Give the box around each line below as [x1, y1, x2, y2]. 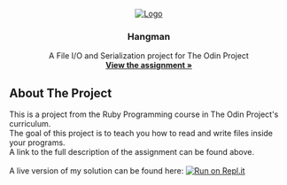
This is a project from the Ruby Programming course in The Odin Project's [9, 109, 279, 119]
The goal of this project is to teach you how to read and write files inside [9, 128, 273, 139]
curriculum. [9, 119, 51, 129]
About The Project [9, 85, 112, 101]
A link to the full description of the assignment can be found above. [9, 147, 255, 158]
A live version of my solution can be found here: [9, 166, 184, 176]
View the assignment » [105, 60, 192, 71]
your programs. [9, 137, 66, 148]
